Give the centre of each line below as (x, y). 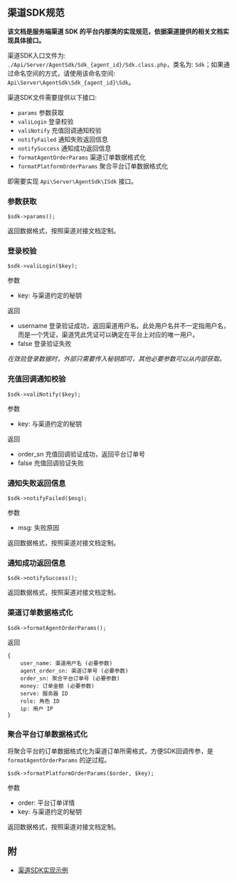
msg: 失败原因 (38, 528)
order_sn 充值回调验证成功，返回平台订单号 (81, 454)
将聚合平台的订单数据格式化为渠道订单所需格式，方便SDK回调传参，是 (110, 750)
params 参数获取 (41, 112)
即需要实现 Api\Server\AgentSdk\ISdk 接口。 (72, 181)
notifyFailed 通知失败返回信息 (63, 139)
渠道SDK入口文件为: (37, 55)
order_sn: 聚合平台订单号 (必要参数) (70, 678)
